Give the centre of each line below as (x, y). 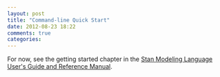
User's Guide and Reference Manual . (60, 67)
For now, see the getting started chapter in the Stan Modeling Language (110, 59)
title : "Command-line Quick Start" (59, 20)
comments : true (29, 33)
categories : (24, 40)
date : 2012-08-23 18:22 (42, 26)
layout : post (26, 14)
